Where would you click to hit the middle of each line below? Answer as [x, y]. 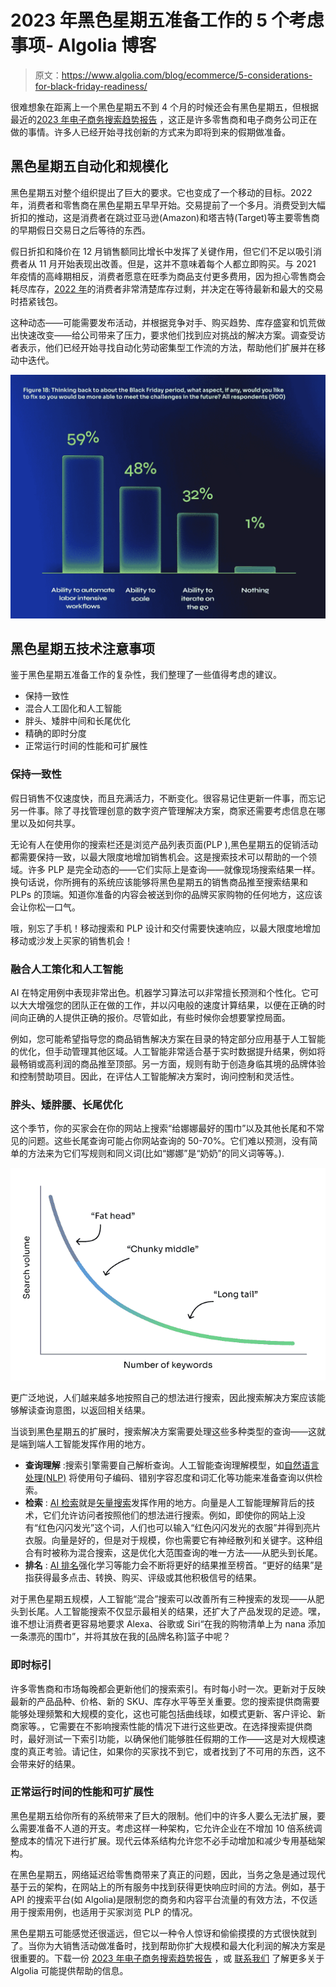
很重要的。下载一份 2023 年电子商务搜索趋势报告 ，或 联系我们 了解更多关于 [167, 1958]
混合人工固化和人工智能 [73, 708]
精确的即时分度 [55, 733]
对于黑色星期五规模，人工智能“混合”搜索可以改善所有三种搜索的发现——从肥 [167, 1599]
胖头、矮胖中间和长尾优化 [77, 721]
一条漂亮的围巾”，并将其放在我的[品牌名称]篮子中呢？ [121, 1637]
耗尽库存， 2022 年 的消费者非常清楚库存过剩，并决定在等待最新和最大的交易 [167, 288]
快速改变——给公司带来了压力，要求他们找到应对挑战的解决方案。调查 [163, 335]
